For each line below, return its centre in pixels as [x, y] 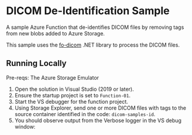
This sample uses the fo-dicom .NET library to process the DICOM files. [93, 45]
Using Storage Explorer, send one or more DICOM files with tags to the [100, 108]
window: [25, 126]
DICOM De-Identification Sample [88, 11]
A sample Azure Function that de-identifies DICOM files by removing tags [95, 27]
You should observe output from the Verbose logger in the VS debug [98, 120]
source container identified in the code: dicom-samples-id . [85, 114]
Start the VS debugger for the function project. [71, 101]
